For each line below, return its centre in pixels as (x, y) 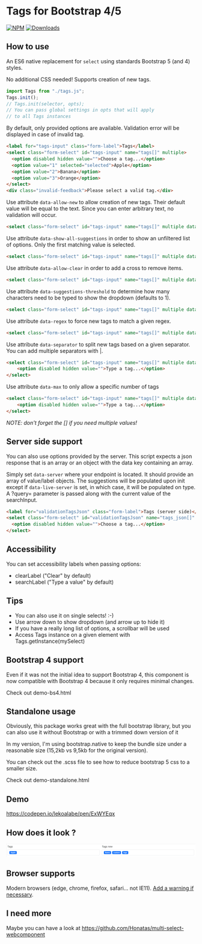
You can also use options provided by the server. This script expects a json (99, 456)
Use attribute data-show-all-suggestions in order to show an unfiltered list (98, 238)
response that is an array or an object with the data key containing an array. (100, 463)
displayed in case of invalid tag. (45, 134)
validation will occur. (32, 215)
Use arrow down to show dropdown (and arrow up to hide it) (90, 622)
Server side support (44, 442)
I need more (29, 914)
